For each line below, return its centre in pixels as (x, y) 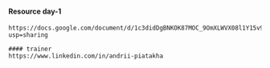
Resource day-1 (35, 11)
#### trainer (30, 49)
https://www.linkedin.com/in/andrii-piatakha (86, 56)
